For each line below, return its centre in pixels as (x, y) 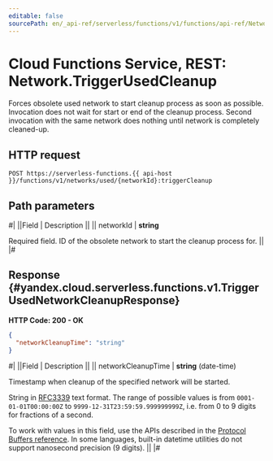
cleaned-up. (29, 129)
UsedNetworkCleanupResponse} (94, 300)
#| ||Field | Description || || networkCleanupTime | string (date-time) (123, 366)
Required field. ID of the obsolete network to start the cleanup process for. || (136, 241)
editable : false (36, 16)
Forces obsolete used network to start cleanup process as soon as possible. (136, 103)
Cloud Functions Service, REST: (117, 64)
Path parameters (52, 205)
